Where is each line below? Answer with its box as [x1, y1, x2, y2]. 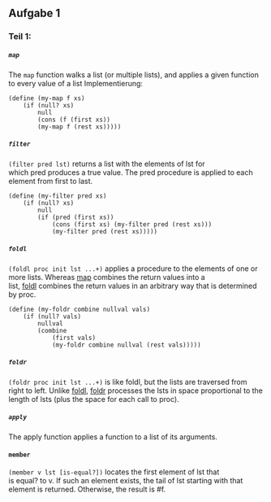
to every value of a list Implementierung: [8, 79, 144, 89]
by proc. [8, 290, 37, 299]
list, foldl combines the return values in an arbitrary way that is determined [8, 281, 257, 291]
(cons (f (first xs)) [37, 116, 111, 124]
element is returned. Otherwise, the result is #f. [8, 484, 166, 495]
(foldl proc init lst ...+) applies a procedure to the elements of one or [8, 264, 258, 273]
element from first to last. [8, 177, 93, 186]
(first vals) [51, 334, 96, 343]
